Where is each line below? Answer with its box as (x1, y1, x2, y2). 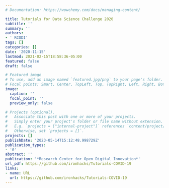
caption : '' (10, 91, 35, 96)
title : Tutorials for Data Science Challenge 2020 (5, 16, 114, 22)
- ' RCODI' (5, 35, 28, 40)
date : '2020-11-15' (5, 49, 46, 54)
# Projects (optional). (5, 109, 55, 115)
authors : (5, 31, 24, 36)
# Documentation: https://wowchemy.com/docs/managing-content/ (5, 7, 141, 13)
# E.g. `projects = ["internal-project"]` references (5, 124, 125, 129)
